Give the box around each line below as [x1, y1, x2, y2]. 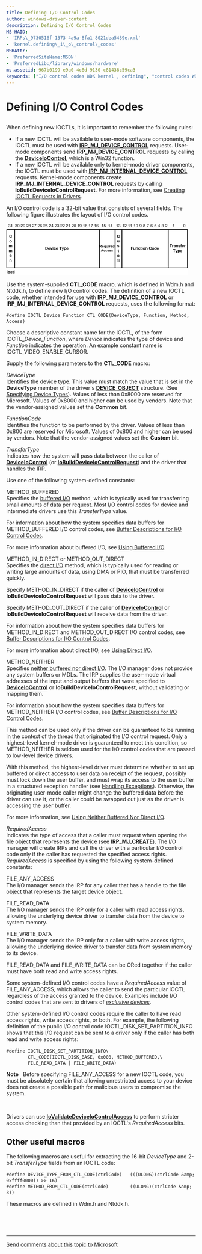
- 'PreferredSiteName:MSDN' [6, 54, 77, 60]
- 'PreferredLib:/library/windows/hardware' [6, 60, 120, 66]
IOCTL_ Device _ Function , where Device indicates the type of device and [6, 335, 183, 342]
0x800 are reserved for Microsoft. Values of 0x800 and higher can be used [6, 428, 193, 435]
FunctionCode [6, 415, 41, 422]
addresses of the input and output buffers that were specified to [6, 677, 165, 684]
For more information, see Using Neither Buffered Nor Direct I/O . [6, 813, 166, 820]
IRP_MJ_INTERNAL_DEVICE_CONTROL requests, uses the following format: [6, 300, 195, 307]
